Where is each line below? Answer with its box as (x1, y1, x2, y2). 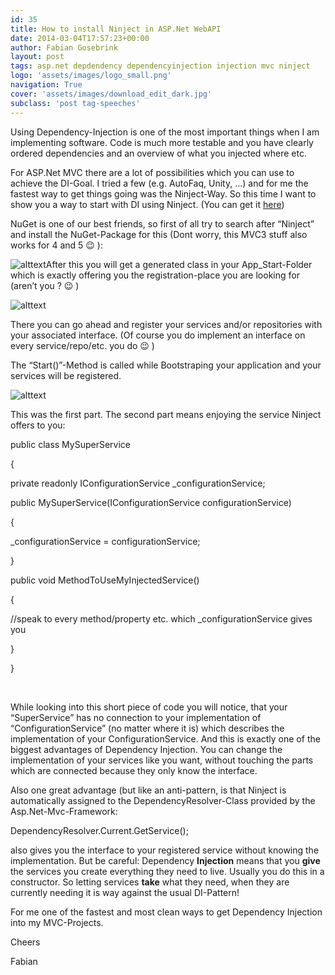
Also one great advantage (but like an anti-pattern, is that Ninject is (10, 784, 287, 796)
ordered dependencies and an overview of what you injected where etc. (10, 147, 307, 159)
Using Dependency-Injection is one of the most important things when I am (10, 126, 320, 138)
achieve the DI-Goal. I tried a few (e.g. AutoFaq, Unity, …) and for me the (10, 177, 309, 189)
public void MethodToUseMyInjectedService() (10, 574, 200, 586)
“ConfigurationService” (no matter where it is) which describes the (10, 722, 285, 734)
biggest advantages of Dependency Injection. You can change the (10, 743, 283, 755)
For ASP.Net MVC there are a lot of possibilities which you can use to (10, 166, 295, 178)
